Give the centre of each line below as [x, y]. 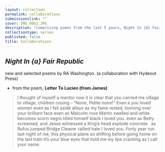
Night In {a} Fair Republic [44, 62]
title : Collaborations [28, 42]
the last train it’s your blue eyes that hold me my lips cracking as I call [87, 139]
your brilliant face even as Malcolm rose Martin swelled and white [83, 113]
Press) [12, 78]
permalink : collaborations [33, 14]
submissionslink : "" [26, 19]
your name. [28, 144]
